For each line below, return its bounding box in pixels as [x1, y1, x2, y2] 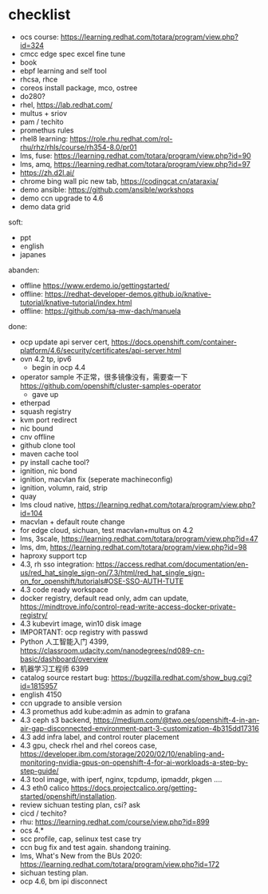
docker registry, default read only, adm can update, [19, 593, 189, 602]
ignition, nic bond [19, 466, 77, 475]
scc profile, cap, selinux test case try [19, 833, 142, 844]
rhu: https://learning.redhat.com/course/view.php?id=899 [19, 817, 210, 826]
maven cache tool [19, 449, 79, 459]
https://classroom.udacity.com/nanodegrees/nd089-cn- [19, 646, 205, 655]
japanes [19, 249, 46, 259]
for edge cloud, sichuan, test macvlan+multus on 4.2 [19, 525, 194, 534]
